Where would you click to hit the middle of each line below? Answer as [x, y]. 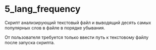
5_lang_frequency [43, 9]
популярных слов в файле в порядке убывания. [55, 27]
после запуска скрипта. [30, 42]
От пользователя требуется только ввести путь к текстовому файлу [77, 37]
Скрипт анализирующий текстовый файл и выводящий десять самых [78, 23]
